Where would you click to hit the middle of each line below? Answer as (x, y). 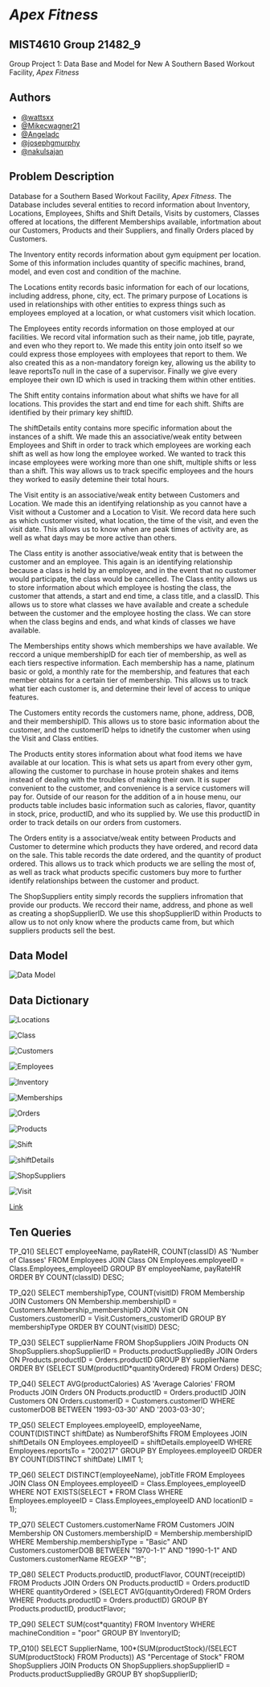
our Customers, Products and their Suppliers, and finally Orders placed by (131, 230)
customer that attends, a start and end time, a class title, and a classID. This (134, 596)
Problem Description (62, 177)
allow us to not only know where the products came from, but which (122, 922)
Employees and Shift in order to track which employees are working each (130, 445)
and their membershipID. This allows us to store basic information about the (135, 721)
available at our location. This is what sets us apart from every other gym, (131, 762)
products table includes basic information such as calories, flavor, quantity (133, 805)
